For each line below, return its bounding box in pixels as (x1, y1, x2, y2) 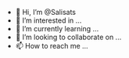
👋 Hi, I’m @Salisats (15, 8, 77, 16)
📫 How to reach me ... (15, 42, 88, 50)
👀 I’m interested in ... (15, 16, 82, 25)
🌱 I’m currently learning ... (15, 24, 99, 33)
